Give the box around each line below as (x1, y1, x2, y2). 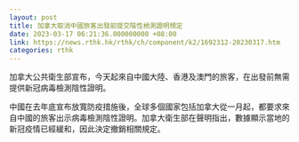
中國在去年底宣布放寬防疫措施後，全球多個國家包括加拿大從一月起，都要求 (9, 101, 282, 112)
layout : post (9, 12, 58, 22)
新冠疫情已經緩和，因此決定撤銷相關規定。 (9, 123, 166, 134)
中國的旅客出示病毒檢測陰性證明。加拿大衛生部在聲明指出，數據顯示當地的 (16, 113, 290, 123)
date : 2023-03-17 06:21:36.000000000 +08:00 (9, 29, 177, 38)
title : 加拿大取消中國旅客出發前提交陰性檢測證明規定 (9, 21, 183, 30)
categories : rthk (9, 46, 74, 55)
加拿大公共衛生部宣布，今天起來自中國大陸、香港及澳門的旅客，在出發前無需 (9, 72, 290, 83)
